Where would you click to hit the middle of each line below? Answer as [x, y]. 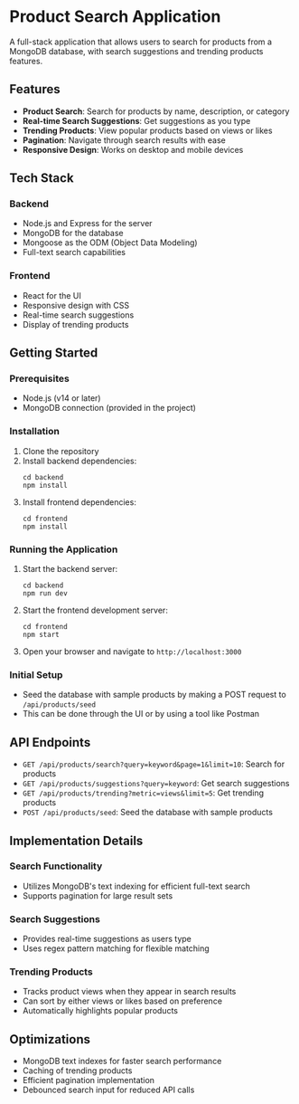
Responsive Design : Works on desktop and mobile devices [133, 149]
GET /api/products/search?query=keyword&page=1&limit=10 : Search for [154, 764]
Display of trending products [75, 324]
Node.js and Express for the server [87, 224]
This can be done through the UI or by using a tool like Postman [141, 714]
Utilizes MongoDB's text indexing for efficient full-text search [136, 886]
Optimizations [50, 1039]
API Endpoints [50, 742]
